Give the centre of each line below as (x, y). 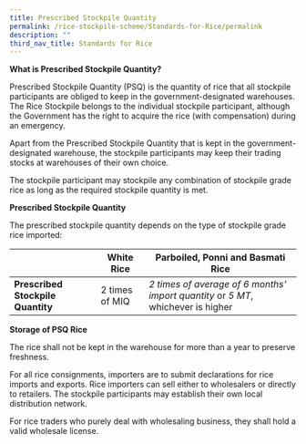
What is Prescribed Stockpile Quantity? (86, 69)
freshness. (30, 357)
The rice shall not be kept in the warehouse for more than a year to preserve (153, 347)
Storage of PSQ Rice (49, 330)
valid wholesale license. (54, 431)
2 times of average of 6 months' (218, 284)
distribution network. (49, 404)
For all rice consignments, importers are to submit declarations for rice (142, 375)
